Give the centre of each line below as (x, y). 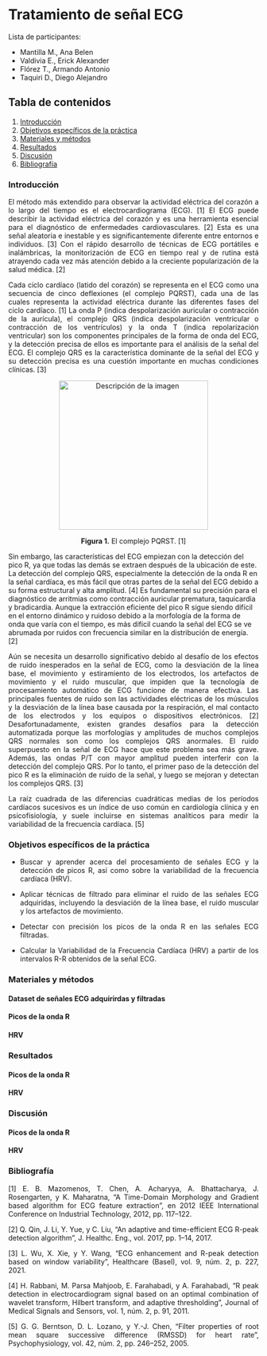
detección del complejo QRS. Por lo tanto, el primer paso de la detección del (133, 766)
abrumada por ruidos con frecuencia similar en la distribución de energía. (128, 633)
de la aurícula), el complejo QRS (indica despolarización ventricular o (133, 319)
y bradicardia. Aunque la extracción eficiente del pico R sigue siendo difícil (130, 607)
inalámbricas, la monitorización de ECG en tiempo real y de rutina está (133, 253)
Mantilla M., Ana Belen (56, 52)
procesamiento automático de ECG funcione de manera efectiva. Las (133, 691)
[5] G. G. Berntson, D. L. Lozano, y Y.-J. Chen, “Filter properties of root (133, 1326)
